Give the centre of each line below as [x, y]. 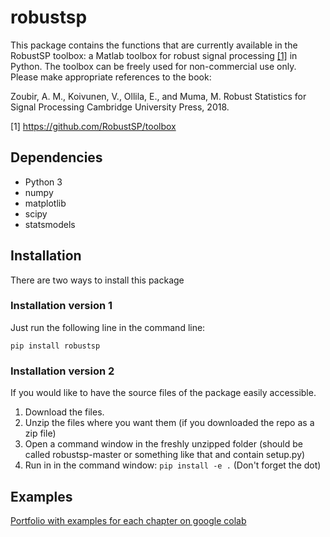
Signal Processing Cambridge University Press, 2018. [120, 107]
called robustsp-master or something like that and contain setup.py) [165, 455]
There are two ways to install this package [97, 280]
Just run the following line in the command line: [108, 327]
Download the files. [64, 412]
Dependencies [56, 157]
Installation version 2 [62, 371]
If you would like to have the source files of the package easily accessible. [163, 393]
